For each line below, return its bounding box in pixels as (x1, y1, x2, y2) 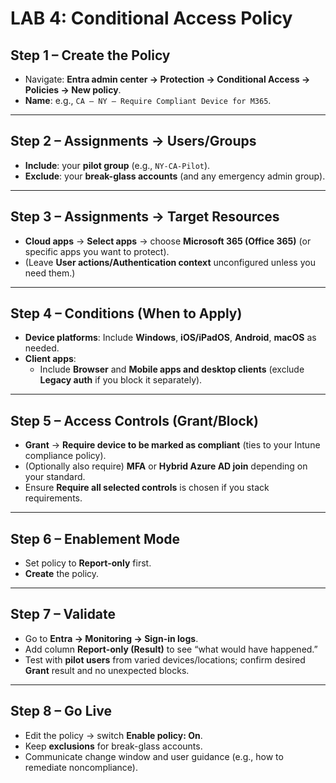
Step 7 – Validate (10, 606, 117, 623)
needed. (24, 342, 60, 354)
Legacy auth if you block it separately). (39, 374, 203, 386)
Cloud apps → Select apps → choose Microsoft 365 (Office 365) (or (24, 235, 312, 247)
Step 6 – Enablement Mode (10, 530, 181, 547)
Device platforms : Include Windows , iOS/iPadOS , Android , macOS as (24, 332, 317, 344)
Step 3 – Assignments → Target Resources (10, 208, 280, 226)
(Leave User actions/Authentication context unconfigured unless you (24, 256, 316, 268)
